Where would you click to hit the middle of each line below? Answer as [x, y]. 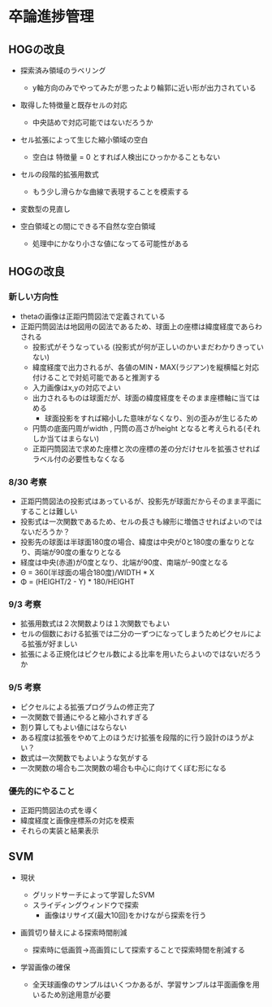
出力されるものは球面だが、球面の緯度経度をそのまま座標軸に [136, 398]
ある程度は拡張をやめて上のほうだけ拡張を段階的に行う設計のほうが [134, 737]
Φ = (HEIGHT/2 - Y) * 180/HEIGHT [78, 581]
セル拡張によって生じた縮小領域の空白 [84, 140]
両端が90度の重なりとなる [78, 552]
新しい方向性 [34, 297]
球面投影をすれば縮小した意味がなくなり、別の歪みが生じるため [151, 418]
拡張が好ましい [52, 644]
